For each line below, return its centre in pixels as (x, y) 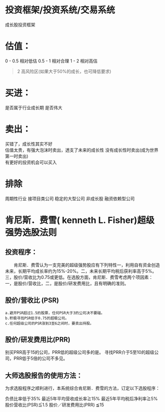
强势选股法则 (31, 232)
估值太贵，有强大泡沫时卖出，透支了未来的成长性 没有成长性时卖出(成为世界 (82, 150)
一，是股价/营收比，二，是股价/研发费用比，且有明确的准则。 (67, 283)
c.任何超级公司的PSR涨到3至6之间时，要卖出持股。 (49, 323)
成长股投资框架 (20, 25)
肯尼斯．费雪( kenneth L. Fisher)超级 (80, 220)
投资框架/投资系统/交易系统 (60, 10)
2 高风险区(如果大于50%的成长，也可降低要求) (64, 71)
